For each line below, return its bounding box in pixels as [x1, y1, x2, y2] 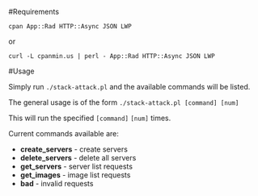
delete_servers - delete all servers [19, 153, 137, 162]
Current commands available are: [8, 129, 120, 138]
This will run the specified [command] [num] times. [8, 113, 171, 123]
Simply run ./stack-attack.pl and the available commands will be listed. [8, 82, 251, 91]
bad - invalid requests [19, 179, 94, 188]
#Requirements [8, 7, 59, 16]
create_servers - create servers [19, 144, 128, 154]
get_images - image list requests [19, 170, 131, 180]
